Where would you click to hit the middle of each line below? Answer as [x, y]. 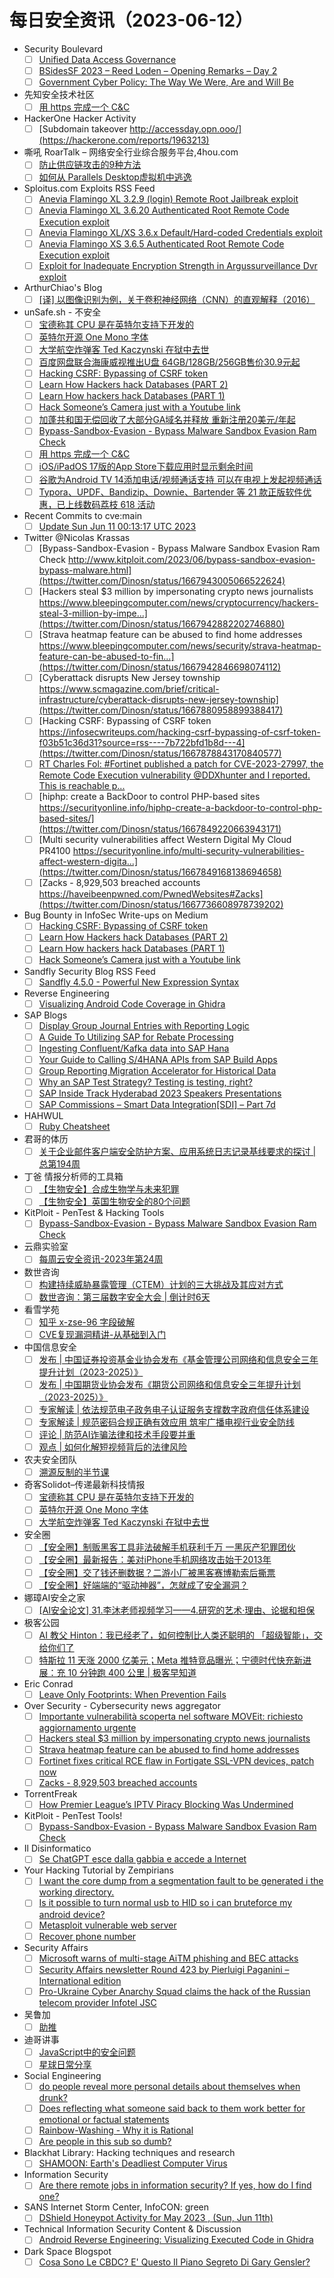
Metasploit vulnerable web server [107, 1925]
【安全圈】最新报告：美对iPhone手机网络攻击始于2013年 [155, 1560]
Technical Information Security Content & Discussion [132, 2229]
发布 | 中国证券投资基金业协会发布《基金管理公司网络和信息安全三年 [178, 1359]
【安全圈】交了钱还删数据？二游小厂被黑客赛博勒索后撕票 [157, 1572]
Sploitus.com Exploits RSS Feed [89, 188]
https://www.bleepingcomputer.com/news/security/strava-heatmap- [180, 645]
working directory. [76, 1892]
